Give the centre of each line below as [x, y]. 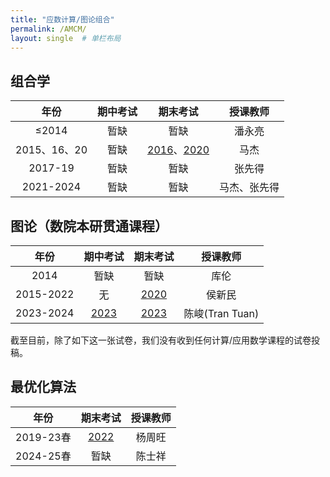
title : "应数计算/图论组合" [62, 19]
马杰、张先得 [249, 188]
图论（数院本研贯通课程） [89, 226]
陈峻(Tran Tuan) [221, 313]
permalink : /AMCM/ [48, 29]
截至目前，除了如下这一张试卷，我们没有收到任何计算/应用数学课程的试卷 [161, 340]
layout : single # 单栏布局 [66, 38]
